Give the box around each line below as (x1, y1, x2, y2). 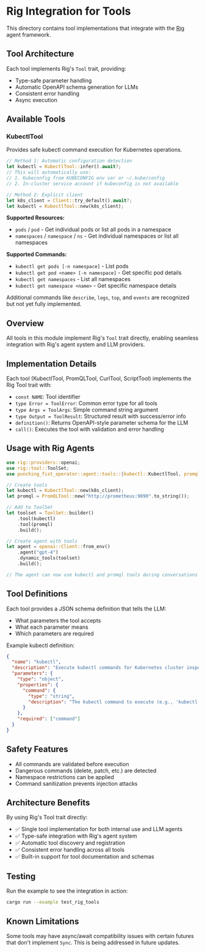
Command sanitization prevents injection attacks (15, 780, 138, 787)
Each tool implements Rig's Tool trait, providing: (6, 65, 126, 72)
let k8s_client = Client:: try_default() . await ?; (6, 197, 132, 203)
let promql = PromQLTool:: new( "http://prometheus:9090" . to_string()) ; (6, 493, 190, 499)
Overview (6, 318, 45, 328)
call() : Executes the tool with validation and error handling (15, 426, 165, 433)
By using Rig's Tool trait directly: (6, 814, 88, 821)
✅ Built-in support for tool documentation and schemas (15, 853, 154, 860)
